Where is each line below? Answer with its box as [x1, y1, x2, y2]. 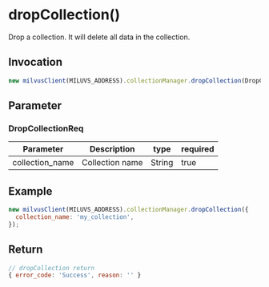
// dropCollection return [8, 264, 94, 272]
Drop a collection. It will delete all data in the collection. [8, 32, 191, 42]
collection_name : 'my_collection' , [15, 213, 134, 221]
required [181, 143, 215, 155]
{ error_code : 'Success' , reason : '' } [8, 271, 142, 280]
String [151, 157, 174, 168]
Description [89, 143, 135, 155]
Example [8, 184, 53, 198]
